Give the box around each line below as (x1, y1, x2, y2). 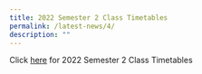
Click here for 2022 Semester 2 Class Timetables (9, 55, 193, 66)
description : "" (9, 30, 71, 39)
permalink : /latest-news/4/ (9, 22, 116, 31)
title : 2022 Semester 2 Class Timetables (9, 13, 168, 23)
